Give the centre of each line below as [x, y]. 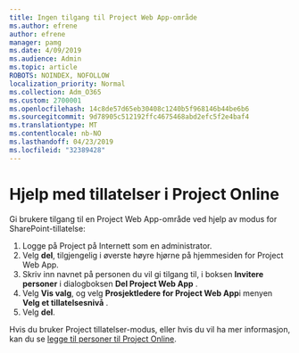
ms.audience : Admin [46, 59]
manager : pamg [36, 42]
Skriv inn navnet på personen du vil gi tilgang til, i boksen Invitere [143, 274]
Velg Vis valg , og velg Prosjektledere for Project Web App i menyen [147, 293]
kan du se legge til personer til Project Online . [93, 339]
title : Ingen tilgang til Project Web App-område [104, 17]
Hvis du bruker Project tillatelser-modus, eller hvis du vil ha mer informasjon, [150, 329]
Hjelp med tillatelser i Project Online [144, 194]
